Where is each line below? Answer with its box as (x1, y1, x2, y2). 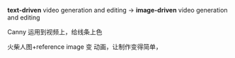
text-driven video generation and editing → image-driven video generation (7, 6, 228, 14)
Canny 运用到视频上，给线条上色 (7, 28, 103, 36)
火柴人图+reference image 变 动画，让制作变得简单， (7, 43, 163, 51)
